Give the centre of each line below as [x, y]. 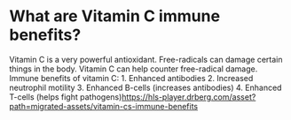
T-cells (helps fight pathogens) [66, 97]
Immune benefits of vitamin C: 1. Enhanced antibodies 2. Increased [131, 78]
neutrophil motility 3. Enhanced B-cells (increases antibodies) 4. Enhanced [145, 87]
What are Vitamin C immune [114, 16]
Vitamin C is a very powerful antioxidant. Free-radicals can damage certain [146, 59]
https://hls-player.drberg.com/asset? [189, 97]
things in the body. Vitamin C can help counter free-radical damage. [134, 69]
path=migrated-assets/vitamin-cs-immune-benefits [103, 106]
